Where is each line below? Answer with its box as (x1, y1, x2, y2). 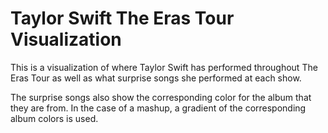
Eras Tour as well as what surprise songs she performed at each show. (10, 72, 302, 84)
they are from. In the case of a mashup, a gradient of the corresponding (10, 102, 307, 114)
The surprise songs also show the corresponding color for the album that (10, 91, 312, 103)
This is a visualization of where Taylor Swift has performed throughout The (10, 61, 318, 73)
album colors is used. (10, 112, 99, 124)
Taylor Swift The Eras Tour (10, 7, 235, 30)
